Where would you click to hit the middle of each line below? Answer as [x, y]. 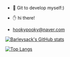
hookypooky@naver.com [39, 30]
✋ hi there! [24, 18]
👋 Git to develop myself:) [38, 8]
